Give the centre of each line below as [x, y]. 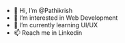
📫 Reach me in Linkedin [48, 33]
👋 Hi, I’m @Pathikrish [43, 11]
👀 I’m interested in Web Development [66, 18]
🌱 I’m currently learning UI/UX [56, 25]
